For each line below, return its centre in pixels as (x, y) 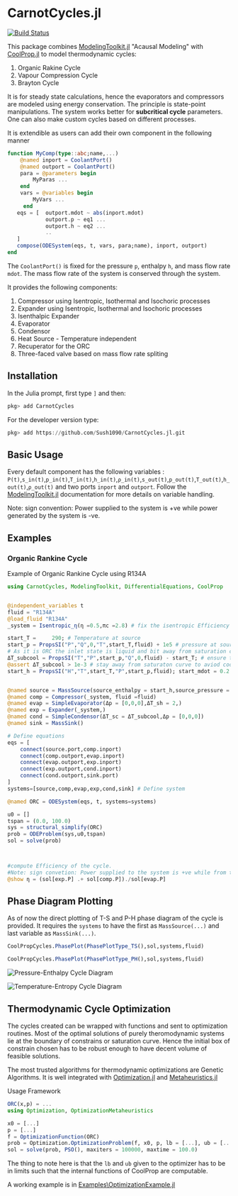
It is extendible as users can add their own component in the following (110, 133)
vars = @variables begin (57, 193)
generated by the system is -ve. (54, 516)
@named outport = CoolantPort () (68, 167)
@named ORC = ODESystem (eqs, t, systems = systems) (82, 802)
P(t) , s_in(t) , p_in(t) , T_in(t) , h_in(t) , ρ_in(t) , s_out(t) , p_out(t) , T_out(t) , (115, 480)
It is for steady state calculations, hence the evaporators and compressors (116, 96)
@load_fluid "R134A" (38, 619)
